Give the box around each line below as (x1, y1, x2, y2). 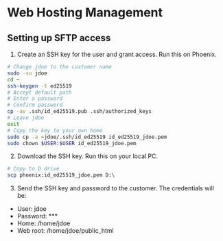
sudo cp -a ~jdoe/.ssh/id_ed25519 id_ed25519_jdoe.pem (7, 134, 167, 140)
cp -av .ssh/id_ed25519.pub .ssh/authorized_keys (7, 108, 152, 115)
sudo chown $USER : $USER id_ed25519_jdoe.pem (7, 140, 137, 147)
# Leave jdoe (7, 114, 45, 121)
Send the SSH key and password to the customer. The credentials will (16, 184, 215, 192)
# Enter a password (7, 95, 63, 102)
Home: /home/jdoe (16, 219, 71, 227)
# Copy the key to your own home (7, 127, 103, 134)
